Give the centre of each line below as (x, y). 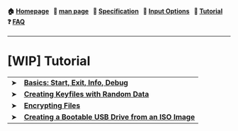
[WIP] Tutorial (49, 61)
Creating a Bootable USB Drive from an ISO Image (109, 117)
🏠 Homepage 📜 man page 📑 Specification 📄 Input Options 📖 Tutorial (115, 11)
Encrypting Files (52, 106)
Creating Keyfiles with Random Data (86, 94)
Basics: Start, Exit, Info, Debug (76, 83)
